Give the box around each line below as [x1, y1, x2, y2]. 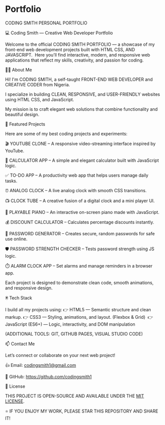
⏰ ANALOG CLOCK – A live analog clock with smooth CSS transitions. [5, 187, 147, 193]
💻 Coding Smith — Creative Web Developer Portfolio [5, 30, 113, 36]
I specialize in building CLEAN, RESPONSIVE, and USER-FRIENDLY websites [5, 91, 161, 97]
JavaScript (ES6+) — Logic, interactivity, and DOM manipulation [5, 321, 136, 327]
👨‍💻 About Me [5, 67, 32, 72]
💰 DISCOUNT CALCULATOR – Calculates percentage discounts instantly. [5, 219, 154, 225]
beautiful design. [5, 111, 40, 117]
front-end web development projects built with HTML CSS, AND [5, 46, 135, 53]
